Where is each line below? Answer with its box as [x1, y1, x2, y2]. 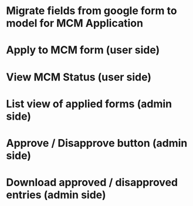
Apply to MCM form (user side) [6, 43, 160, 57]
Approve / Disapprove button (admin [6, 136, 188, 150]
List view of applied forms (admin [6, 97, 172, 110]
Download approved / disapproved [6, 176, 178, 189]
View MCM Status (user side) [6, 70, 151, 83]
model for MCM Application [6, 16, 144, 30]
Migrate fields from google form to [6, 4, 177, 18]
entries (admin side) [6, 188, 106, 202]
